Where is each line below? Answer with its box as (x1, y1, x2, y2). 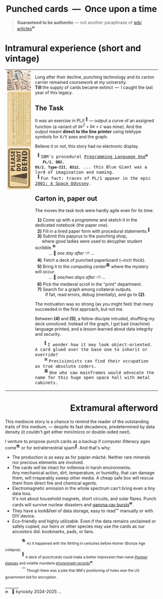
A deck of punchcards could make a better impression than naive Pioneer (25, 555, 148, 560)
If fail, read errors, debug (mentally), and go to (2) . (45, 291, 146, 297)
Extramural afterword (70, 403, 158, 414)
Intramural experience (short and (5, 42, 142, 54)
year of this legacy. (34, 90, 73, 96)
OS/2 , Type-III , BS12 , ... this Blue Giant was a (34, 164, 147, 170)
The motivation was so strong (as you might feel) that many (34, 301, 154, 307)
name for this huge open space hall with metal (34, 375, 150, 381)
